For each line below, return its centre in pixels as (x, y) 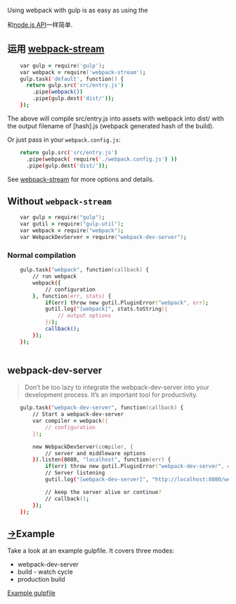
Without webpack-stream (60, 201)
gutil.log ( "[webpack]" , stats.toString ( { (106, 309)
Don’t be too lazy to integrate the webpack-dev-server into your (117, 388)
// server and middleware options (95, 453)
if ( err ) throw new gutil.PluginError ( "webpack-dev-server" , (135, 467)
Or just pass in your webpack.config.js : (64, 140)
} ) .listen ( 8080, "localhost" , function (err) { (102, 460)
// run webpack (55, 277)
